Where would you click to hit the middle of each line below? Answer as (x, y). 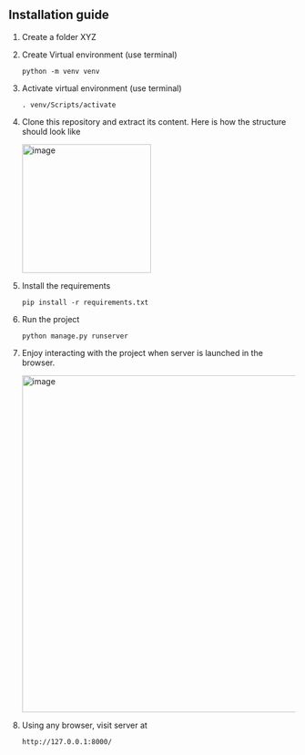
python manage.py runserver (75, 336)
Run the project (51, 319)
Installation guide (59, 15)
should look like (51, 131)
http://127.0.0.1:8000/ (67, 741)
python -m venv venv (61, 71)
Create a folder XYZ (59, 36)
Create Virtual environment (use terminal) (100, 55)
